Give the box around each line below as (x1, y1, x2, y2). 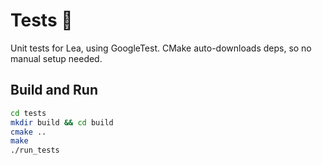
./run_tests (10, 145, 60, 156)
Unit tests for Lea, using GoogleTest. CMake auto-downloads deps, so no (10, 42, 312, 54)
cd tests (10, 108, 47, 118)
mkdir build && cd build (10, 117, 114, 128)
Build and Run (10, 82, 98, 99)
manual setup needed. (10, 52, 103, 64)
